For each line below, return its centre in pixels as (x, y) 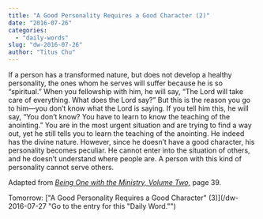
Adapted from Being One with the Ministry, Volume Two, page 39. (115, 182)
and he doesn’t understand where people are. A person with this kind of (125, 159)
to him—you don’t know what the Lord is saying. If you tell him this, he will (128, 108)
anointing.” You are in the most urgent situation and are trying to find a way (130, 125)
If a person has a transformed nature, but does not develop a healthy (120, 75)
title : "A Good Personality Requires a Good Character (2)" (109, 15)
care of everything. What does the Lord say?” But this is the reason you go (130, 100)
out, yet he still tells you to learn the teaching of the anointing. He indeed (126, 134)
